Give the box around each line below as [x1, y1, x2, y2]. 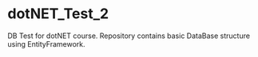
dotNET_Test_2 [7, 5, 109, 23]
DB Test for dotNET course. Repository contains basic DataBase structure [7, 31, 251, 40]
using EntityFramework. [7, 39, 85, 48]
